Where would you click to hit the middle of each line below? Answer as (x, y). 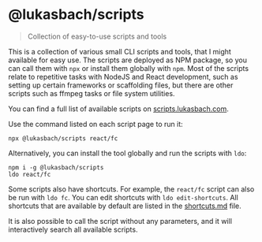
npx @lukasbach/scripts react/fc (63, 138)
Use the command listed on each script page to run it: (95, 124)
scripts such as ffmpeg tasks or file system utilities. (92, 93)
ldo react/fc (30, 174)
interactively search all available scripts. (73, 229)
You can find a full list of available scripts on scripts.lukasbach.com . (118, 109)
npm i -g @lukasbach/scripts (56, 167)
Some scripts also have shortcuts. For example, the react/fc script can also (131, 189)
